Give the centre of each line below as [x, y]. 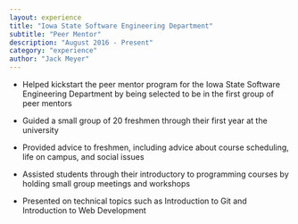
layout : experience [46, 17]
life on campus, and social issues [83, 157]
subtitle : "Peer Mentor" [55, 34]
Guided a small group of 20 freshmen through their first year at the [145, 120]
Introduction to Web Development [84, 210]
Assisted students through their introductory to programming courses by [155, 174]
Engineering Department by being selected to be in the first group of [148, 94]
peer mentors [47, 103]
